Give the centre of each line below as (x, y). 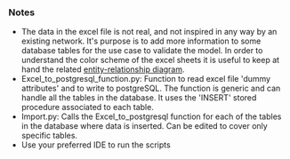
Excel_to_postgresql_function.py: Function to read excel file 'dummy (146, 79)
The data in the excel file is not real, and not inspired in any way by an (149, 32)
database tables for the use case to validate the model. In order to (142, 51)
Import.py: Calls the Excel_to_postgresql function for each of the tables (151, 116)
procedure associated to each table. (88, 107)
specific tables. (49, 136)
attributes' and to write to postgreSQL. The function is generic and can (151, 88)
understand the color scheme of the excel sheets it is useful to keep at (150, 60)
